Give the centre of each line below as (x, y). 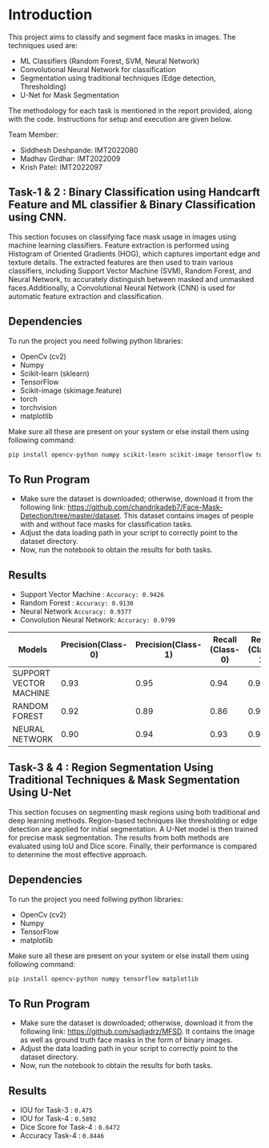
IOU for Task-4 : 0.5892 (58, 1118)
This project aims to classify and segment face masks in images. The (122, 37)
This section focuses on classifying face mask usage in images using (122, 236)
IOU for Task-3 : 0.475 (56, 1110)
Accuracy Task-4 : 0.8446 (62, 1136)
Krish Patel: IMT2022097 (61, 167)
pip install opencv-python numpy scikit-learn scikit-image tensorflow (130, 454)
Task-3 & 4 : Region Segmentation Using (111, 768)
